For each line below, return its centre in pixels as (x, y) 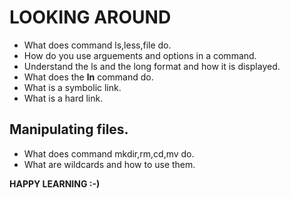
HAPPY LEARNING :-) (55, 183)
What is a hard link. (63, 98)
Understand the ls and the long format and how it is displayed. (152, 66)
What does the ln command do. (88, 77)
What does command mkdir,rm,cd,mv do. (109, 153)
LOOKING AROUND (90, 17)
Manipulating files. (69, 129)
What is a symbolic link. (72, 87)
